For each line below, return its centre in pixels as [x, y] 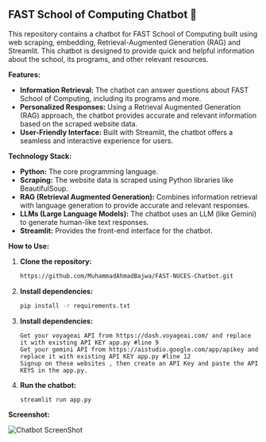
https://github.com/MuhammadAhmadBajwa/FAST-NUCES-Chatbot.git [127, 276]
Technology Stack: [40, 156]
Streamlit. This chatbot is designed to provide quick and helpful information [131, 50]
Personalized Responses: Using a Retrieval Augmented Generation [130, 107]
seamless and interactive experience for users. [96, 141]
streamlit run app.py [55, 399]
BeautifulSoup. [44, 188]
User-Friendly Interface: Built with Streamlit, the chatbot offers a [126, 132]
